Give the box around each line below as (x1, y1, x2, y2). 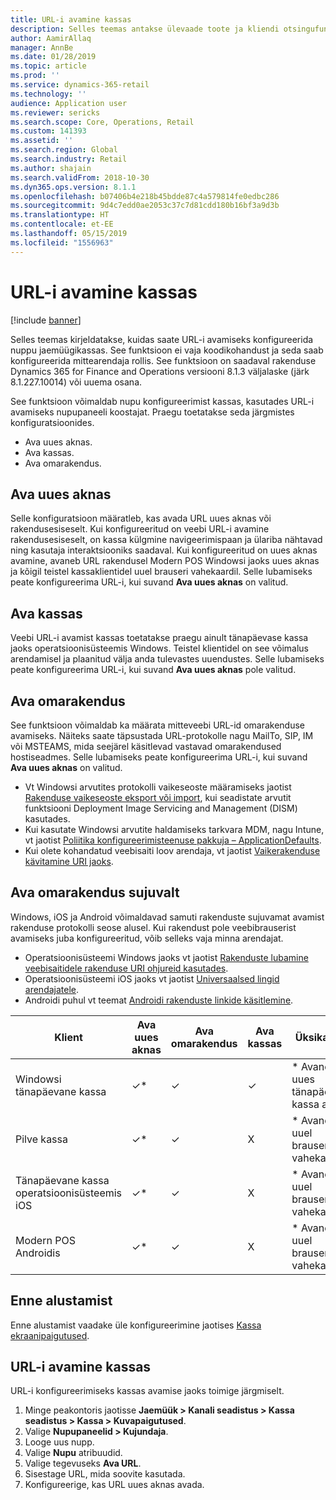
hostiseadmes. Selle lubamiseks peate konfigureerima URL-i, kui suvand (10, 751, 308, 763)
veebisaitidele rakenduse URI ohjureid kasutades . (24, 962, 229, 974)
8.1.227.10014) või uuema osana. (10, 376, 143, 388)
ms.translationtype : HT (10, 210, 110, 220)
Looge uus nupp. (24, 1436, 95, 1448)
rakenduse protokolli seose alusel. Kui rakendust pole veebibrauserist (10, 921, 297, 933)
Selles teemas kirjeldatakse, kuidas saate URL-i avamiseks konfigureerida (10, 333, 314, 345)
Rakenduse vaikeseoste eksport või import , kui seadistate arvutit (24, 792, 292, 803)
